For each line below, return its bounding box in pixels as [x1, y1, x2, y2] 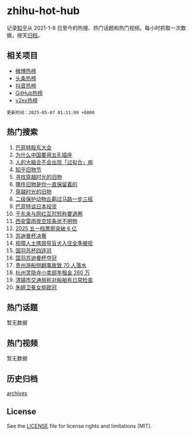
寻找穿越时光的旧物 [15, 173, 62, 180]
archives [6, 390, 28, 397]
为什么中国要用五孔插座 [15, 151, 72, 158]
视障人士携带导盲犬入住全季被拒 [15, 240, 93, 247]
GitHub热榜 [15, 89, 43, 97]
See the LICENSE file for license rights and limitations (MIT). [6, 422, 153, 429]
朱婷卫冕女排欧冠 [15, 284, 57, 291]
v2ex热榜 [15, 97, 38, 104]
